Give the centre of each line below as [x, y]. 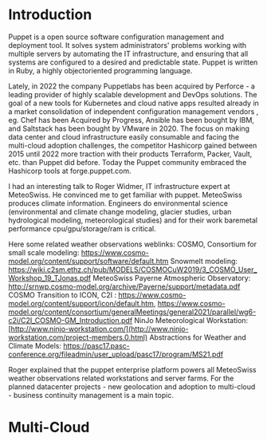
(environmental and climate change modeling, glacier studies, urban [120, 211]
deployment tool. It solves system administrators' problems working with [128, 45]
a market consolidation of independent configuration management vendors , [133, 111]
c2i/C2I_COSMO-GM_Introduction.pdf [71, 320]
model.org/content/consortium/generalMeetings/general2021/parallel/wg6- [132, 312]
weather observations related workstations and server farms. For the [121, 378]
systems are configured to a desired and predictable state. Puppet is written [133, 62]
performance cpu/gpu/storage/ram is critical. [82, 228]
